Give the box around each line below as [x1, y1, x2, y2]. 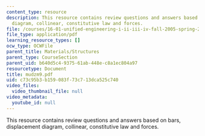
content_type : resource [6, 9, 67, 15]
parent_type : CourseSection [6, 54, 78, 60]
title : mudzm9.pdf [6, 71, 53, 77]
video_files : [6, 83, 40, 89]
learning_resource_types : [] [6, 37, 81, 43]
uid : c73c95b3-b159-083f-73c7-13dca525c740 [6, 77, 119, 83]
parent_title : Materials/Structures [6, 49, 99, 55]
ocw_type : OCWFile [6, 43, 53, 49]
